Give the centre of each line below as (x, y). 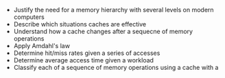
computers (29, 17)
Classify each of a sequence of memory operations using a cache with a (116, 67)
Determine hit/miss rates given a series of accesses (87, 53)
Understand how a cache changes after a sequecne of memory (103, 31)
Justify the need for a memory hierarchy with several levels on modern (114, 10)
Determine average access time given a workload (84, 60)
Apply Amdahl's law (42, 46)
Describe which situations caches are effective (80, 24)
